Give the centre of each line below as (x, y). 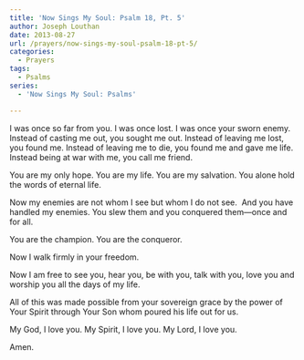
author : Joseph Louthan (55, 26)
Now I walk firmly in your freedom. (74, 257)
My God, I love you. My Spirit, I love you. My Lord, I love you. (123, 329)
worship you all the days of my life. (75, 284)
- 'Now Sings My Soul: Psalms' (77, 94)
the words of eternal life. (56, 184)
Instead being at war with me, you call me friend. (101, 157)
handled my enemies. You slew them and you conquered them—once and (148, 211)
